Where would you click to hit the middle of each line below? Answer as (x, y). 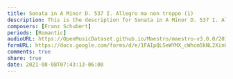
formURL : (20, 45)
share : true (24, 58)
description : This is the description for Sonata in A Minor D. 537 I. (113, 20)
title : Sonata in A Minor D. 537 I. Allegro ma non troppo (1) (101, 13)
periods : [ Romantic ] (37, 33)
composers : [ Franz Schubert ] (49, 26)
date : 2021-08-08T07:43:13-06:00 (55, 65)
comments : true (29, 52)
